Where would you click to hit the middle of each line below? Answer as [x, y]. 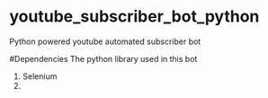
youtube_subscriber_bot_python [134, 17]
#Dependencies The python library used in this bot [103, 58]
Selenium [40, 76]
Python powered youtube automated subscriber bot [105, 41]
